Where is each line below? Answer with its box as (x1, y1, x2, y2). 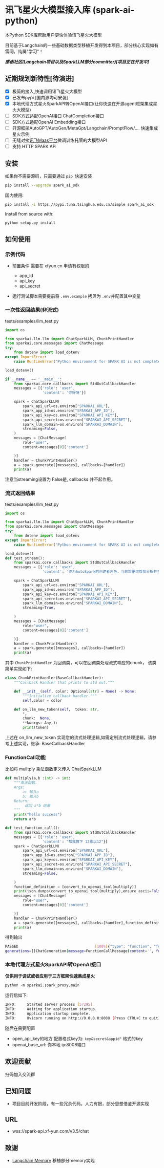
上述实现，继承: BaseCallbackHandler (9, 740, 85, 746)
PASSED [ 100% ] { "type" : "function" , (5, 944, 152, 949)
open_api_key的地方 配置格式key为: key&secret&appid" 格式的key (12, 1036, 143, 1041)
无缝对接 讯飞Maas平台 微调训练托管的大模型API (12, 137, 107, 143)
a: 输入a (22, 789, 39, 794)
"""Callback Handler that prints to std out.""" (14, 680, 115, 685)
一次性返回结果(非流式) (5, 306, 59, 313)
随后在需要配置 (5, 1025, 35, 1031)
